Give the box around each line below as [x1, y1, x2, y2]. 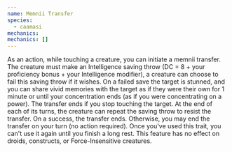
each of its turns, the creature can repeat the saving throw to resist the [7, 107, 212, 116]
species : [7, 17, 33, 24]
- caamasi [13, 23, 42, 30]
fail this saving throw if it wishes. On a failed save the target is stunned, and [7, 77, 226, 86]
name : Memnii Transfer [7, 10, 74, 17]
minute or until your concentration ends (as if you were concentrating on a [7, 92, 222, 101]
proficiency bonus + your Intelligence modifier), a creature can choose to [7, 70, 219, 79]
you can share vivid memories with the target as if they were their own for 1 [7, 85, 225, 93]
